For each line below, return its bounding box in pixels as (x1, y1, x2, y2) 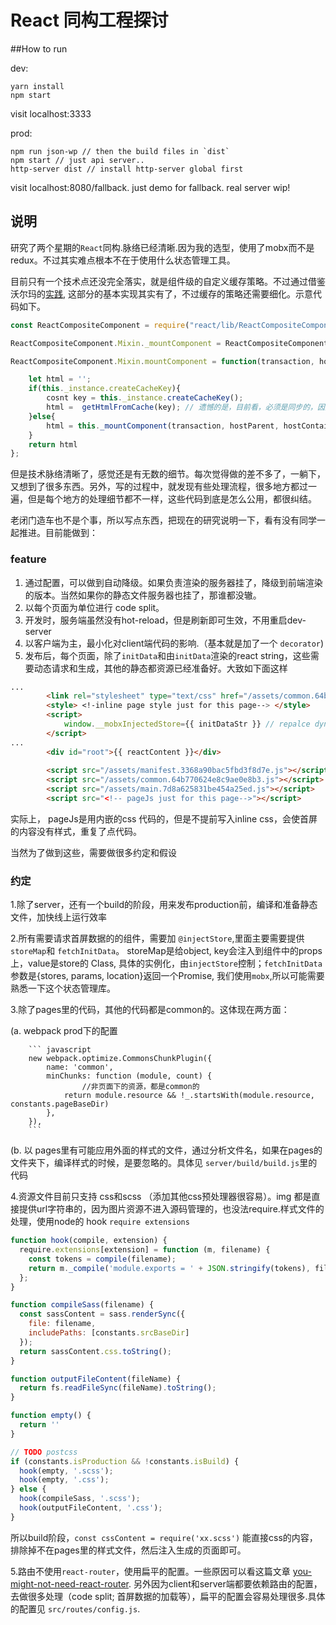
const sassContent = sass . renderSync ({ (19, 1309, 186, 1320)
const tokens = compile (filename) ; (28, 1254, 177, 1264)
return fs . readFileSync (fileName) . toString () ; (19, 1383, 217, 1393)
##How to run (10, 42, 68, 55)
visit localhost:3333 (10, 107, 92, 120)
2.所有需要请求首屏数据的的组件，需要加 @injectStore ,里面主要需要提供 (10, 932, 305, 945)
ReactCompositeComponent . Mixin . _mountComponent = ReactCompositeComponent (10, 338, 329, 348)
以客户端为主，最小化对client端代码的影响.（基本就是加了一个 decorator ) (24, 637, 325, 649)
